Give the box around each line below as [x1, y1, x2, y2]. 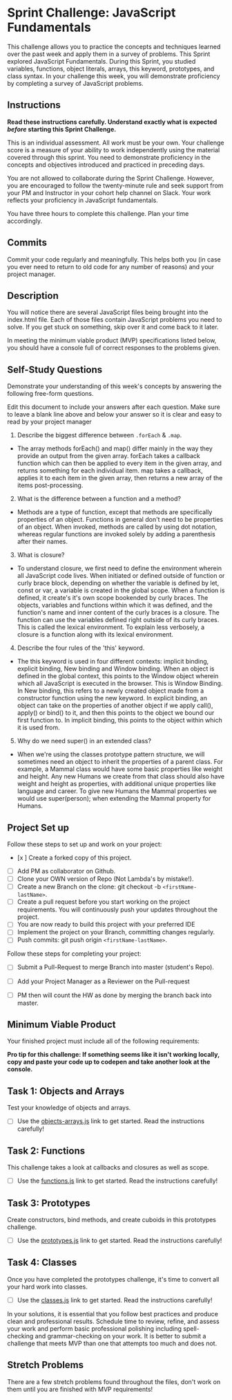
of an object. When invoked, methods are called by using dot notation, [17, 522, 217, 531]
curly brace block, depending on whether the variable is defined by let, [17, 579, 220, 588]
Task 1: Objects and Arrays [7, 1085, 125, 1097]
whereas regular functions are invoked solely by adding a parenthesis [17, 530, 215, 538]
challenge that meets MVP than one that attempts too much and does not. [7, 1339, 217, 1347]
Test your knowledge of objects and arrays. [7, 1104, 131, 1112]
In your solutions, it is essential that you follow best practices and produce [7, 1309, 219, 1318]
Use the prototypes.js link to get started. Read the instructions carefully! [17, 1237, 222, 1244]
